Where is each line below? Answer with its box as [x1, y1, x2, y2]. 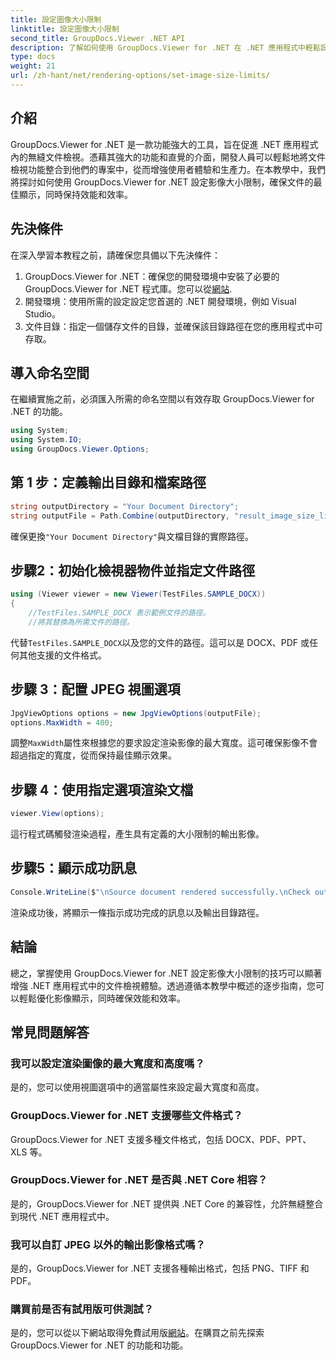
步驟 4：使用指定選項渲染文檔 [10, 781, 194, 798]
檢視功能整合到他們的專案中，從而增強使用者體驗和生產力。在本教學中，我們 [10, 163, 326, 175]
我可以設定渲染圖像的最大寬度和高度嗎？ [10, 1056, 205, 1070]
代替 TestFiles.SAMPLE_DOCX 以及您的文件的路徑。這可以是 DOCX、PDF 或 [10, 636, 310, 648]
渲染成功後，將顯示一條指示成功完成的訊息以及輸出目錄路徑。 [10, 906, 265, 918]
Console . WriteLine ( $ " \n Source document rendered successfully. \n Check [10, 887, 311, 897]
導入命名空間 [10, 364, 90, 381]
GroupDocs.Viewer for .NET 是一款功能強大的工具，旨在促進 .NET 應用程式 [10, 138, 319, 150]
